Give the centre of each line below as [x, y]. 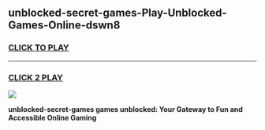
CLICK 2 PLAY [35, 77]
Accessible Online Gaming [52, 117]
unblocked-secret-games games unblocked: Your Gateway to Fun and [125, 109]
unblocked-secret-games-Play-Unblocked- [118, 13]
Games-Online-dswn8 [64, 26]
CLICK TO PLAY [39, 48]
